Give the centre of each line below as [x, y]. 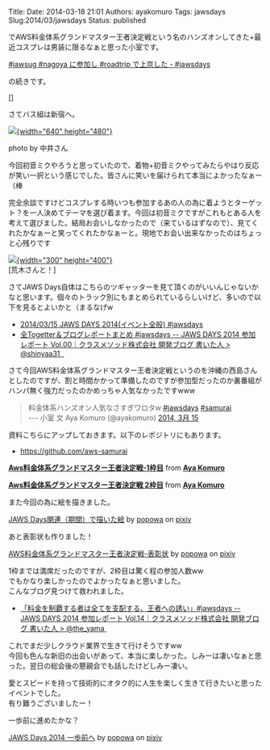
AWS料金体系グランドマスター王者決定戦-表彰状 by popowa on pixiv [122, 554]
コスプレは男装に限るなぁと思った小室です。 [89, 47]
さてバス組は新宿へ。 [44, 114]
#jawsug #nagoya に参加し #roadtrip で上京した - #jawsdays [110, 64]
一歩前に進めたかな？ [44, 720]
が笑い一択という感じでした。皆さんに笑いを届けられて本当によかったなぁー [135, 175]
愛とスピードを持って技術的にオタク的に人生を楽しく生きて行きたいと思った [135, 683]
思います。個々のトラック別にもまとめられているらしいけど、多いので [138, 297]
